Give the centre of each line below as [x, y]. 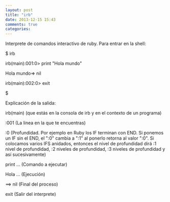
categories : [18, 29]
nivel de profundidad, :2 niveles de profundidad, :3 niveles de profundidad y [85, 149]
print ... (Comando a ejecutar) [36, 165]
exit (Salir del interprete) [31, 194]
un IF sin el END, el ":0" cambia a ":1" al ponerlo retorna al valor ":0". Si [80, 138]
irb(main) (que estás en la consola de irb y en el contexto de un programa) [83, 113]
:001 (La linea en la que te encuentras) [45, 123]
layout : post [19, 10]
